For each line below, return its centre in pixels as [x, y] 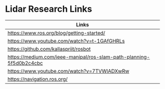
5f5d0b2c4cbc [25, 63]
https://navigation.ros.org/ [38, 79]
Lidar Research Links [49, 9]
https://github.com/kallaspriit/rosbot [49, 49]
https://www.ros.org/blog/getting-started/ [56, 33]
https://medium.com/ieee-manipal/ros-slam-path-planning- [79, 57]
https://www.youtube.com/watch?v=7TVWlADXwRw [69, 71]
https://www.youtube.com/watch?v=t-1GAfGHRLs [66, 41]
